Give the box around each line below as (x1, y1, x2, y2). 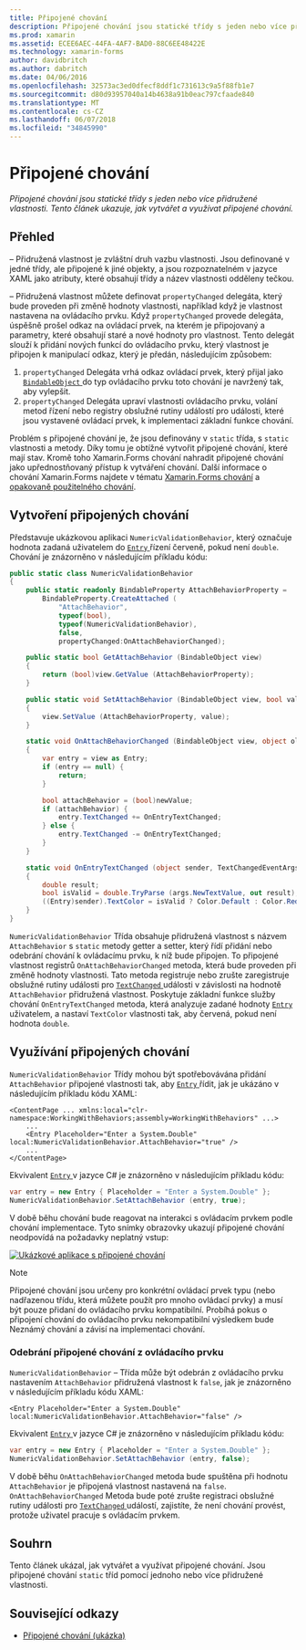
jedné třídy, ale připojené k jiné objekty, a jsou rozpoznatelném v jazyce (9, 263, 278, 274)
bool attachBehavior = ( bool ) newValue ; (42, 796, 194, 805)
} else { (42, 821, 76, 830)
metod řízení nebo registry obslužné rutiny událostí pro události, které (22, 405, 285, 416)
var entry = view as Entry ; (42, 754, 148, 763)
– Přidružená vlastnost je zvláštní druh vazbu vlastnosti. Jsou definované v (9, 253, 290, 265)
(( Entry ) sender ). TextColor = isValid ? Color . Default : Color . (42, 897, 287, 906)
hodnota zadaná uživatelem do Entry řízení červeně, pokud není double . (9, 541, 280, 552)
